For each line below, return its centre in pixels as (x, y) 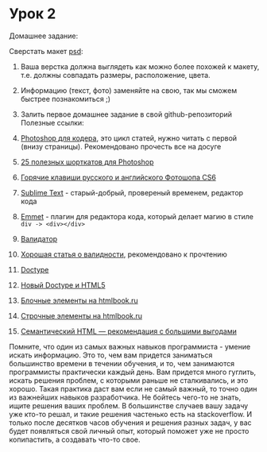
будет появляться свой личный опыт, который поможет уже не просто (129, 431)
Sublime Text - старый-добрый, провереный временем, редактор (132, 192)
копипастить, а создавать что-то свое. (75, 439)
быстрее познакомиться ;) (65, 99)
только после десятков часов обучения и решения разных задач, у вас (131, 423)
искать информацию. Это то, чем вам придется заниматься (111, 355)
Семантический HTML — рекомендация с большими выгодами (128, 331)
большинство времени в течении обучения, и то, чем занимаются (122, 363)
